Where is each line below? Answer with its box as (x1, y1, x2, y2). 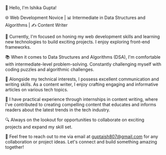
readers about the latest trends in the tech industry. (5, 107, 110, 113)
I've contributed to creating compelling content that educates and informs (5, 102, 157, 107)
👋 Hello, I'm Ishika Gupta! (5, 5, 57, 10)
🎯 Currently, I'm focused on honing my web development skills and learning (5, 34, 160, 39)
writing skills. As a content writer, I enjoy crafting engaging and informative (5, 81, 159, 87)
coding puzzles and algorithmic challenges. (5, 67, 94, 72)
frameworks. (5, 44, 31, 50)
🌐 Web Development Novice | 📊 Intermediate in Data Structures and (5, 15, 146, 20)
